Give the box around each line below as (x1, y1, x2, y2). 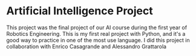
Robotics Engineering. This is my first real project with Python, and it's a (6, 30, 186, 37)
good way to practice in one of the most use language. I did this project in (6, 36, 190, 43)
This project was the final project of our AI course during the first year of (6, 24, 188, 31)
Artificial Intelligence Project (6, 4, 153, 18)
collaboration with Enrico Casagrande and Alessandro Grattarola (6, 43, 167, 50)
